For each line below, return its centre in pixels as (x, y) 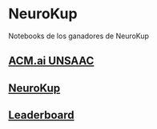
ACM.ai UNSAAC (51, 61)
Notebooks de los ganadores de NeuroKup (79, 36)
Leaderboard (41, 115)
